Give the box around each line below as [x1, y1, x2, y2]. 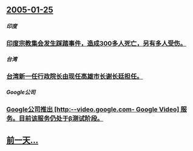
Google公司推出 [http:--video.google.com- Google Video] [6, 106, 180, 114]
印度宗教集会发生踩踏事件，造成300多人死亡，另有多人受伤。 [6, 39, 187, 48]
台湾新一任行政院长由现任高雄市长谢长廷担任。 [6, 72, 143, 81]
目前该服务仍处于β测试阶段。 [18, 115, 104, 123]
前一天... [6, 135, 39, 145]
